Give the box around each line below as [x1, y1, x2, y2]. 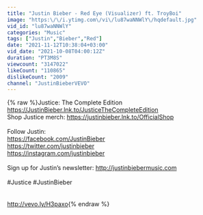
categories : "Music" [7, 29, 66, 36]
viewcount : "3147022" [7, 61, 69, 68]
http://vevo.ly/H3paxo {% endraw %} [7, 200, 110, 208]
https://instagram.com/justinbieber [7, 149, 105, 158]
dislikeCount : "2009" [7, 73, 69, 81]
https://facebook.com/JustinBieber [7, 134, 106, 143]
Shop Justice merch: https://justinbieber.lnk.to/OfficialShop [7, 113, 174, 121]
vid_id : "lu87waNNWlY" [7, 23, 72, 29]
